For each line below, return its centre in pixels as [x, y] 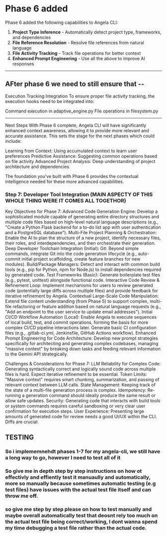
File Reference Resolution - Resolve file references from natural [78, 42]
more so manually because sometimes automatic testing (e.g [81, 484]
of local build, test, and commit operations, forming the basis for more [77, 322]
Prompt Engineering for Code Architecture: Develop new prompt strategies [82, 338]
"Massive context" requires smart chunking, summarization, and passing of [82, 380]
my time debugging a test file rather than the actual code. [76, 528]
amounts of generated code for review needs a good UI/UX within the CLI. [81, 417]
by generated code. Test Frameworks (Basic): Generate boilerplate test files [83, 275]
